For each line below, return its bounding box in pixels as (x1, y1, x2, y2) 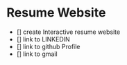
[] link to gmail (16, 50, 58, 58)
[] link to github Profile (16, 42, 81, 50)
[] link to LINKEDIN (16, 35, 70, 43)
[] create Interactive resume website (16, 28, 121, 36)
